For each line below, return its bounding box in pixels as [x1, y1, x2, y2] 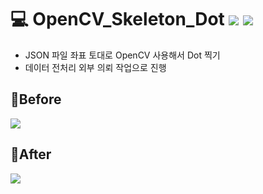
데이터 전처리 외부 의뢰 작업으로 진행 [24, 61, 167, 73]
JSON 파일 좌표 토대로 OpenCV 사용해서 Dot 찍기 [24, 49, 221, 61]
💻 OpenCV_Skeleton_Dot [10, 8, 225, 31]
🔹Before [10, 91, 62, 108]
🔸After [10, 146, 52, 163]
